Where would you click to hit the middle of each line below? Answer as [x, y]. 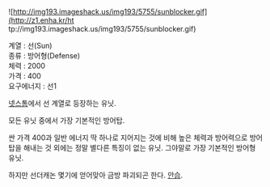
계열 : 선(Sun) [30, 45]
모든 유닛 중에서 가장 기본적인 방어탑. [67, 120]
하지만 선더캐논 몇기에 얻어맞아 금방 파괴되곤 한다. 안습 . [96, 175]
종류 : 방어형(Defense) [44, 55]
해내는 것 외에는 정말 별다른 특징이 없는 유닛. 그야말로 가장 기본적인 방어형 [139, 148]
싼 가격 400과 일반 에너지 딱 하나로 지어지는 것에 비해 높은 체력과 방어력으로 [128, 138]
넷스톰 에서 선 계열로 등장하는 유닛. [62, 103]
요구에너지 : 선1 [32, 86]
